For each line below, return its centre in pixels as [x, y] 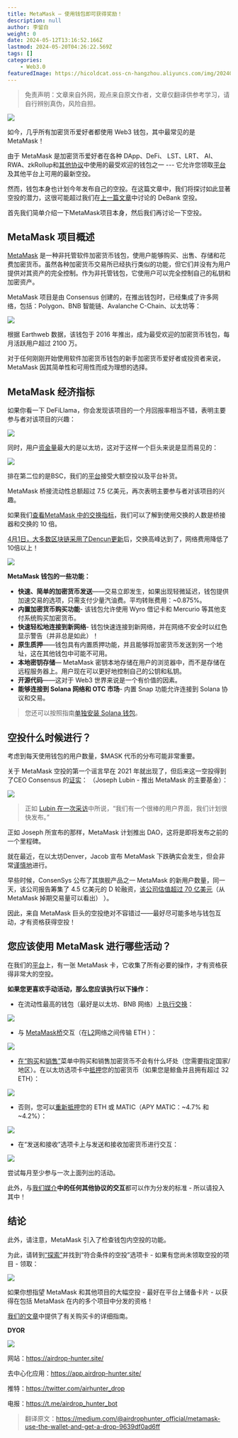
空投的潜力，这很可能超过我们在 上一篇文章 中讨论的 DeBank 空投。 [104, 197]
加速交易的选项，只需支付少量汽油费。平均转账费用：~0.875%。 [112, 600]
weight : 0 [22, 34]
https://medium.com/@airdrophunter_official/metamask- [138, 1418]
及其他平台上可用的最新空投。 [51, 173]
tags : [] [20, 54]
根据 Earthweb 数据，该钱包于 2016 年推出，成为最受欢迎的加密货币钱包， [116, 334]
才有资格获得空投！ [47, 922]
